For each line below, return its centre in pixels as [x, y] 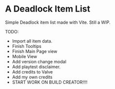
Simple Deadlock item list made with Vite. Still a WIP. [58, 22]
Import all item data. [32, 41]
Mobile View [25, 56]
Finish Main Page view [35, 51]
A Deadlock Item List [48, 9]
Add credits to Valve [32, 72]
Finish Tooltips [27, 46]
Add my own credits [32, 77]
